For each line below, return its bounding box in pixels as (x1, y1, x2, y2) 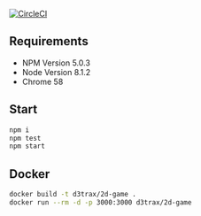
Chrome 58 (21, 76, 64, 87)
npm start (9, 142, 46, 150)
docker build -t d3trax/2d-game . (9, 190, 137, 199)
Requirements (9, 34, 89, 49)
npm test (9, 134, 42, 143)
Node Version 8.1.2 (21, 66, 91, 77)
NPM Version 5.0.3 (21, 58, 91, 68)
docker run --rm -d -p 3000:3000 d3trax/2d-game (9, 197, 192, 207)
